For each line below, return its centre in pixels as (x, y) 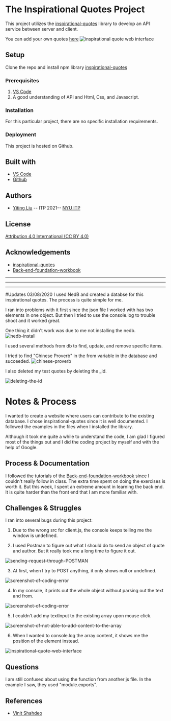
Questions (22, 667)
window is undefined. (35, 536)
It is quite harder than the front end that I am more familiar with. (72, 492)
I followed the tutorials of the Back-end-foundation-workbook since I (77, 476)
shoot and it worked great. (33, 320)
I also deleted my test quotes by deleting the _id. (56, 371)
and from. (23, 596)
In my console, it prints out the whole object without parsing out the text (88, 591)
